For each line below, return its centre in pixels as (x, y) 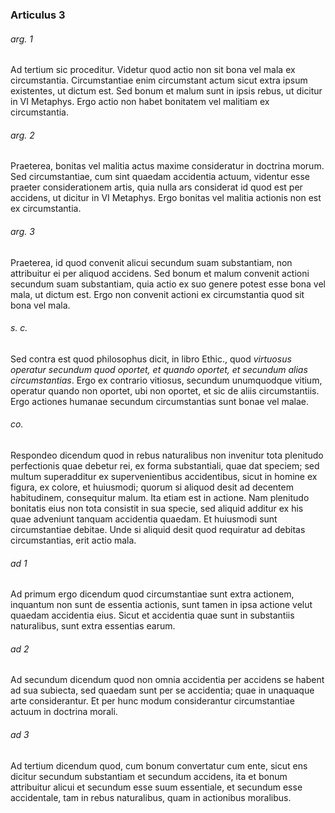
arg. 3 (22, 231)
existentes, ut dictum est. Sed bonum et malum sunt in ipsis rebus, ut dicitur (166, 91)
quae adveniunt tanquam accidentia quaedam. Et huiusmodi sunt (144, 519)
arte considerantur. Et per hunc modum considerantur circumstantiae (152, 701)
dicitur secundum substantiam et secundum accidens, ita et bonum (149, 776)
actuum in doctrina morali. (64, 712)
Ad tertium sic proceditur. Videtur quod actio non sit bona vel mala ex (153, 70)
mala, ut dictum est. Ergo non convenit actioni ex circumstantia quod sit (157, 294)
